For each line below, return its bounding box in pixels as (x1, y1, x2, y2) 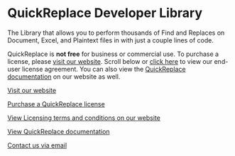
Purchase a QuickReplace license (7, 99, 105, 108)
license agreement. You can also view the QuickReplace (22, 65, 186, 73)
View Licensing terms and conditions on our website (7, 113, 161, 122)
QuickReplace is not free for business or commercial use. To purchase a (7, 50, 219, 58)
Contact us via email (7, 140, 67, 150)
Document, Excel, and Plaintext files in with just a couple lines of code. (7, 35, 214, 44)
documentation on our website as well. (7, 72, 121, 81)
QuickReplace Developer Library (7, 5, 203, 21)
